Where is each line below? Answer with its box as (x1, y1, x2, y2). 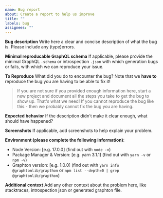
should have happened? (5, 118, 54, 124)
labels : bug (5, 21, 29, 26)
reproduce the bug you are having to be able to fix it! (5, 79, 110, 85)
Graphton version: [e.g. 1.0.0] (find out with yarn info (12, 162, 119, 168)
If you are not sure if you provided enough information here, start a (17, 88, 151, 94)
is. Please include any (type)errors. (5, 44, 75, 50)
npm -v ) (12, 157, 27, 163)
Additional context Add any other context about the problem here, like (5, 182, 147, 188)
